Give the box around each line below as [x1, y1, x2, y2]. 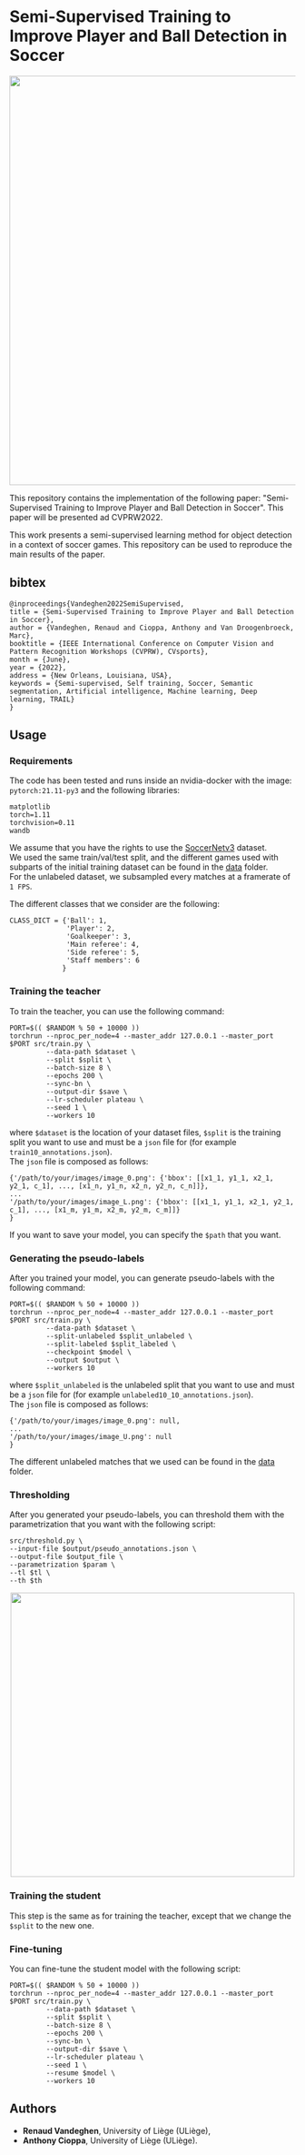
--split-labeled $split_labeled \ [45, 1340, 177, 1349]
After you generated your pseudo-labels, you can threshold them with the [9, 1509, 285, 1520]
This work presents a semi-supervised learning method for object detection [9, 529, 292, 540]
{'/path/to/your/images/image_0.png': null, [9, 1416, 181, 1425]
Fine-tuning [9, 1942, 63, 1955]
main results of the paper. [9, 549, 106, 559]
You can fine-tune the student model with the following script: [9, 1963, 241, 1974]
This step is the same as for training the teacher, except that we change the [9, 1910, 292, 1921]
